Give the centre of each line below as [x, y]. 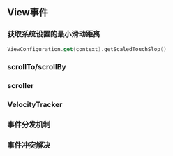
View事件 [28, 13]
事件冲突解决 [29, 146]
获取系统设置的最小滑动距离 [54, 34]
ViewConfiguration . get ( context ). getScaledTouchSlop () [87, 49]
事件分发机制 [29, 125]
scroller [21, 86]
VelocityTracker [35, 105]
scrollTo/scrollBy [37, 67]
